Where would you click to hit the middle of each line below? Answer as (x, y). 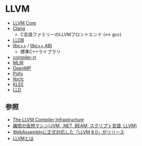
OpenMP (22, 68)
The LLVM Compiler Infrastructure (48, 120)
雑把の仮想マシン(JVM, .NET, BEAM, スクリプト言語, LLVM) (75, 126)
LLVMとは (23, 138)
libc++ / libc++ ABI (32, 45)
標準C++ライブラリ (40, 51)
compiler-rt (24, 57)
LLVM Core (24, 23)
